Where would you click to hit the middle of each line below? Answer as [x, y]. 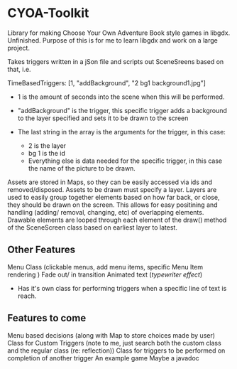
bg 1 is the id [46, 153]
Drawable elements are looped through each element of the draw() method [117, 220]
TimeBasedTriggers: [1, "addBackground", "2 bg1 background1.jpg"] [106, 82]
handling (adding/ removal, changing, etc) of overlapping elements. [106, 212]
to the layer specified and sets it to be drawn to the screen [103, 118]
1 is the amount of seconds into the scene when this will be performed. [121, 97]
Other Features [42, 250]
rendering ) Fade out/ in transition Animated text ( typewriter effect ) [105, 274]
